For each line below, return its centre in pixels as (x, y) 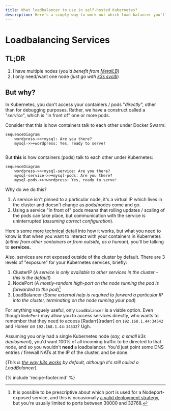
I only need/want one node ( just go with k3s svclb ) (66, 76)
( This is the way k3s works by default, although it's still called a (72, 362)
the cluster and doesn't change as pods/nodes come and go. (77, 205)
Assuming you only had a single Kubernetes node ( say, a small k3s (76, 336)
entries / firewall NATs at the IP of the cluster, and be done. (67, 352)
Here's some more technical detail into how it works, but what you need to (83, 231)
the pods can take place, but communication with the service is (79, 216)
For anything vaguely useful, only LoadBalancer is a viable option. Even (79, 310)
